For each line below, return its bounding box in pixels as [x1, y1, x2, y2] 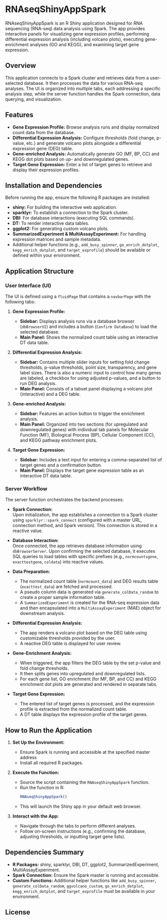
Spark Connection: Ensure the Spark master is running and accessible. [12, 872, 160, 878]
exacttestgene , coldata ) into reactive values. [12, 559, 104, 565]
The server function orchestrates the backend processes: [5, 496, 124, 503]
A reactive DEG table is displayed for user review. [19, 641, 121, 647]
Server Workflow [5, 485, 47, 492]
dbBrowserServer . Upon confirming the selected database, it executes [12, 548, 155, 554]
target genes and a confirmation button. [19, 462, 102, 468]
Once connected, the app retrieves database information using [12, 543, 142, 549]
